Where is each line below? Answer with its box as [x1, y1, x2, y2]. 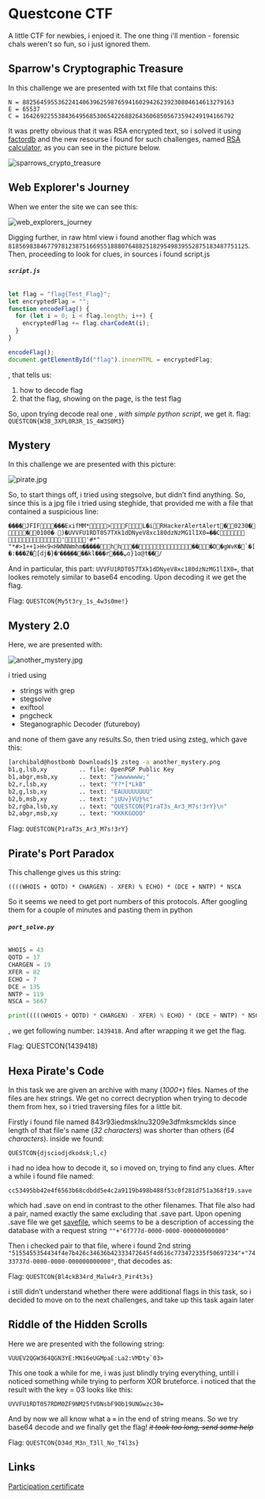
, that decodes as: [114, 1256, 173, 1265]
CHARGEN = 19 [8, 961, 51, 969]
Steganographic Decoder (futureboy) [19, 720, 140, 729]
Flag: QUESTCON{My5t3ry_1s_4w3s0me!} [8, 596, 129, 606]
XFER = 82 [8, 968, 41, 976]
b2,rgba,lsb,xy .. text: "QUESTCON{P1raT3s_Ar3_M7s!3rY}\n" [8, 802, 227, 810]
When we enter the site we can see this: [8, 202, 139, 211]
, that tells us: [8, 370, 52, 379]
